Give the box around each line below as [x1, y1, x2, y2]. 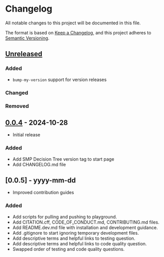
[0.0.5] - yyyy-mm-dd [5, 176, 76, 185]
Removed [5, 102, 29, 109]
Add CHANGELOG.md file [12, 161, 66, 167]
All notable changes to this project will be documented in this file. [5, 20, 141, 26]
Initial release [12, 132, 40, 138]
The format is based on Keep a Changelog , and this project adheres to [5, 29, 151, 35]
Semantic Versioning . [5, 35, 49, 41]
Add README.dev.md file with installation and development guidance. [12, 224, 158, 231]
